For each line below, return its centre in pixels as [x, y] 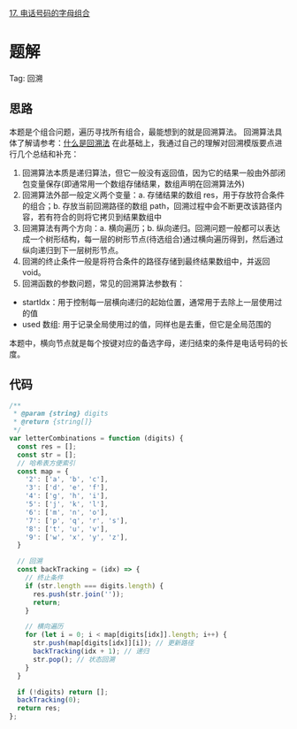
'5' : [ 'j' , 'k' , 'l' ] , [67, 504]
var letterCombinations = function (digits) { [96, 439]
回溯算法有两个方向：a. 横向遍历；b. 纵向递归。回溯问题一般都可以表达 [151, 227]
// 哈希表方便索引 [46, 463]
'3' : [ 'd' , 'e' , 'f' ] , [67, 488]
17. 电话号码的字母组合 [49, 13]
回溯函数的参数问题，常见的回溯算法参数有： [103, 283]
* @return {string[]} [53, 422]
